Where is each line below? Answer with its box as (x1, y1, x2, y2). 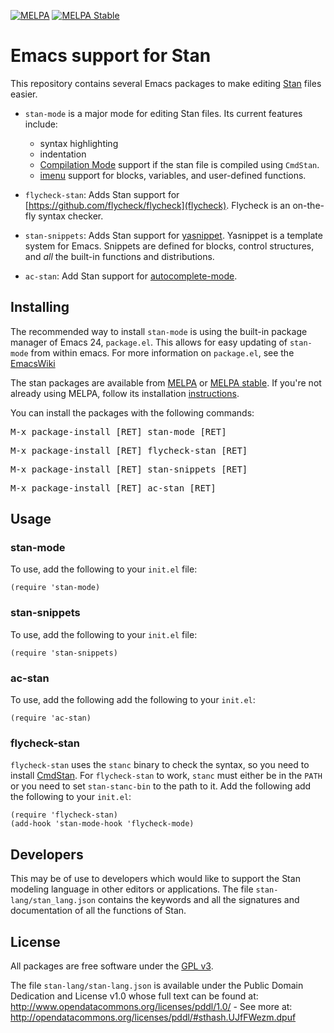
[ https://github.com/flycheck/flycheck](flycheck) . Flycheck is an (24, 199, 291, 211)
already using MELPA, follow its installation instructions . (10, 387, 240, 399)
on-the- (292, 199, 325, 211)
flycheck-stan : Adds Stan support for (24, 188, 180, 200)
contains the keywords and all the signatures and (97, 894, 300, 906)
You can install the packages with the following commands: (10, 406, 255, 419)
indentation (39, 148, 87, 160)
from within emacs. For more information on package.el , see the (30, 346, 295, 359)
